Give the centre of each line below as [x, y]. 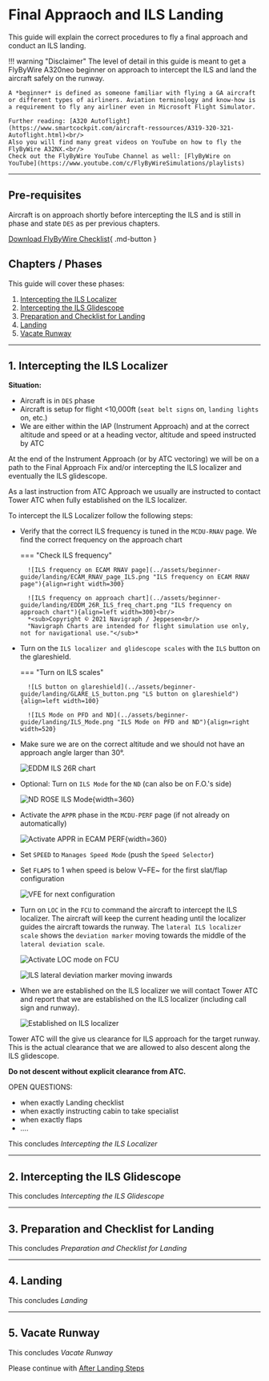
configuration [42, 879]
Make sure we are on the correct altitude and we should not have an [132, 744]
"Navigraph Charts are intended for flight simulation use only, [139, 627]
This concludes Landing [48, 1300]
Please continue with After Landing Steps [76, 1368]
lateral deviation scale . [62, 944]
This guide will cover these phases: [66, 284]
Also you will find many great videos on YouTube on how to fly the [125, 142]
